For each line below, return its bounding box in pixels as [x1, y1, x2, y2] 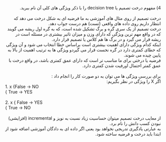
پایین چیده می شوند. [124, 52, 161, 58]
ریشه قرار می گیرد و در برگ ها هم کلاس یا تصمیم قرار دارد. [51, 37, 161, 42]
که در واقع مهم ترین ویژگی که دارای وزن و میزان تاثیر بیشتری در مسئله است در [15, 31, 161, 37]
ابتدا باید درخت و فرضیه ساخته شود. [95, 131, 161, 137]
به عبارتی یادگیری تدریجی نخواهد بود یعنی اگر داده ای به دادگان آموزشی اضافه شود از [5, 126, 161, 132]
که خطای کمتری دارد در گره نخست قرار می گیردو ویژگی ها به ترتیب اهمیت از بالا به [7, 47, 161, 52]
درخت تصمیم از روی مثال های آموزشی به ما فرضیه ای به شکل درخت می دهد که [14, 15, 161, 21]
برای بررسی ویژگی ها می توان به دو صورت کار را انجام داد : [51, 73, 161, 79]
